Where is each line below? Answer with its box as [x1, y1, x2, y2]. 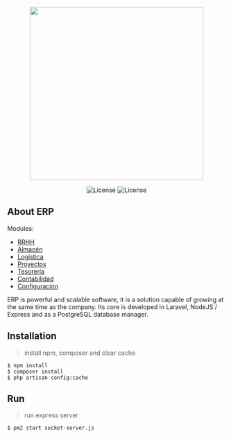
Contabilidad [17, 274, 54, 283]
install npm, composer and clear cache [24, 349, 136, 357]
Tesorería [17, 267, 45, 275]
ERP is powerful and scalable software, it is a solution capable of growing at [7, 295, 224, 304]
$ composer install [7, 368, 64, 375]
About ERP [7, 206, 54, 218]
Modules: [7, 224, 34, 232]
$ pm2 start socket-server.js [7, 425, 95, 432]
